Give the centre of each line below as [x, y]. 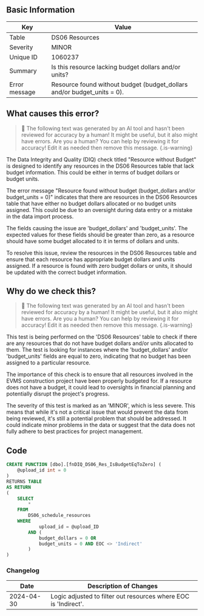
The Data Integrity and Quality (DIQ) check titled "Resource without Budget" [101, 159]
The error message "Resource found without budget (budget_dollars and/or [101, 190]
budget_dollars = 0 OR [67, 538]
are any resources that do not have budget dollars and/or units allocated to [100, 343]
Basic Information [41, 10]
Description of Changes [122, 586]
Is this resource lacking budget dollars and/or [116, 67]
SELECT [25, 498]
